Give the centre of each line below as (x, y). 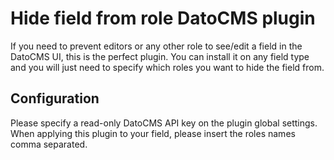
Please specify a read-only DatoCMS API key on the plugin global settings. (164, 123)
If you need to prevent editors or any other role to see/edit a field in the (156, 46)
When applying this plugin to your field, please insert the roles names (153, 133)
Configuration (55, 98)
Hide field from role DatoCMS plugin (163, 18)
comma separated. (49, 144)
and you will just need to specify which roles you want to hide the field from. (167, 67)
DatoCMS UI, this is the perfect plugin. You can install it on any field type (160, 56)
